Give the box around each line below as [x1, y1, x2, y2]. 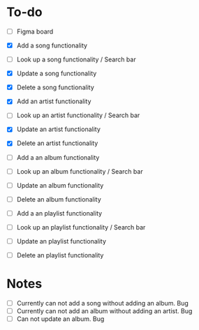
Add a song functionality [16, 41, 88, 50]
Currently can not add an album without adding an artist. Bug [16, 307, 193, 315]
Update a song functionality [16, 69, 97, 77]
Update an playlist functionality [16, 237, 106, 245]
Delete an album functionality [16, 195, 102, 203]
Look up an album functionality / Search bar [16, 167, 144, 175]
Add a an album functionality [16, 153, 100, 161]
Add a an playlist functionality [16, 209, 103, 217]
